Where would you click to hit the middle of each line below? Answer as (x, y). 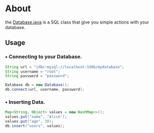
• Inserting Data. (25, 102)
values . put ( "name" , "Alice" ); (36, 117)
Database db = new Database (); (37, 85)
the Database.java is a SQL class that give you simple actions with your (77, 22)
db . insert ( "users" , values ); (35, 126)
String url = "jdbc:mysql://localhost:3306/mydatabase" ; (65, 67)
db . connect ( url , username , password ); (45, 90)
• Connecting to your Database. (44, 57)
